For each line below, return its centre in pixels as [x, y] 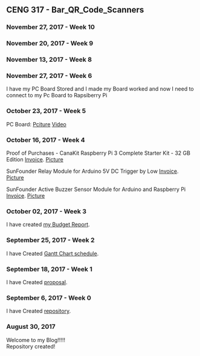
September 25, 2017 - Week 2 [50, 240]
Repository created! [31, 346]
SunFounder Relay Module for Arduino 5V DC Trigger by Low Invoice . [92, 171]
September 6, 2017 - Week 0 [49, 297]
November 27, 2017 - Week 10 [50, 27]
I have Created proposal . [37, 282]
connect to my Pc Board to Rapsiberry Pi [57, 95]
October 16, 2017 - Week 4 [46, 140]
